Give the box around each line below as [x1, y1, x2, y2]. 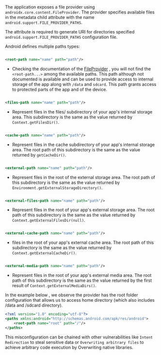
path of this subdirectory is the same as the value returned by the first [12, 277, 152, 283]
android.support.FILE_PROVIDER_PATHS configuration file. [5, 34, 118, 40]
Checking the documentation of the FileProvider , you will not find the [12, 65, 151, 72]
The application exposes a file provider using [5, 4, 95, 10]
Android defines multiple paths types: [5, 44, 80, 49]
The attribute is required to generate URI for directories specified [5, 29, 135, 34]
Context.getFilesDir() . [12, 119, 60, 125]
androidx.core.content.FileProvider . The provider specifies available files [5, 9, 155, 15]
